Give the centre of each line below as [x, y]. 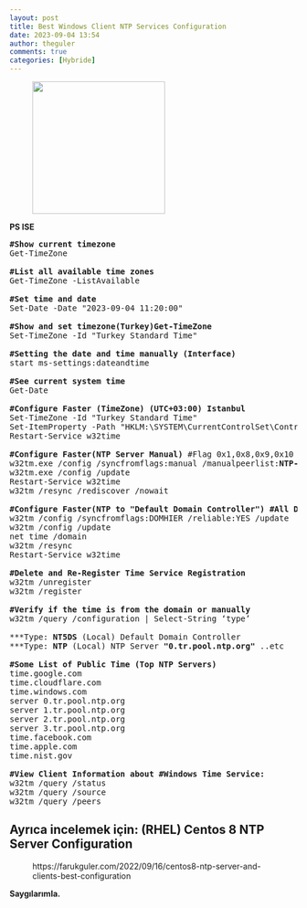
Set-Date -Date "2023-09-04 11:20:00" [96, 308]
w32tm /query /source [58, 792]
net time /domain [48, 537]
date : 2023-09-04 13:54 [55, 35]
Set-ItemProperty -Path [63, 427]
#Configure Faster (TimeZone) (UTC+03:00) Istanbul [128, 409]
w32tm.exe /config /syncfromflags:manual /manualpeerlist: [145, 464]
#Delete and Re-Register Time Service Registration [128, 573]
